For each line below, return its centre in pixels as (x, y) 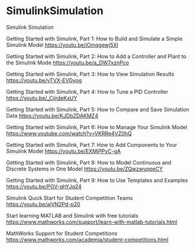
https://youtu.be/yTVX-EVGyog (44, 80)
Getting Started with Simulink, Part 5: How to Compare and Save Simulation (98, 109)
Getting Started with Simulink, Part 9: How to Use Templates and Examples (97, 180)
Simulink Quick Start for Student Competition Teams (69, 198)
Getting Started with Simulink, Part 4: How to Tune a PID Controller (87, 91)
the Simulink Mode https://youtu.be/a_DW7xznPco (68, 63)
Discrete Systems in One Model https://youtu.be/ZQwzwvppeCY (84, 169)
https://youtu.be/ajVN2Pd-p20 (43, 204)
